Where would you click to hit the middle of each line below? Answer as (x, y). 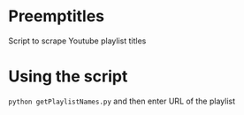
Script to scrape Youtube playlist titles (77, 41)
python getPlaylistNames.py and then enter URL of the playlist (122, 101)
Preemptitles (57, 16)
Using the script (68, 77)
